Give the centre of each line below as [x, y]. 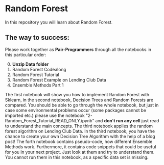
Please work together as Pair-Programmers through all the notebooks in [78, 49]
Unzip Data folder [30, 64]
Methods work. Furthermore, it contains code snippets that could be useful [81, 147]
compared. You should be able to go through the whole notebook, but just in [82, 105]
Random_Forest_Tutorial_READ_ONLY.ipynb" [50, 120]
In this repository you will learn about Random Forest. [59, 22]
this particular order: [26, 55]
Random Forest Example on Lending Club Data [59, 80]
